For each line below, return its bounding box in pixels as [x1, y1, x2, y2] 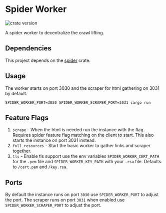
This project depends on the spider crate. [5, 57, 91, 63]
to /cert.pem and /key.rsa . [12, 164, 67, 170]
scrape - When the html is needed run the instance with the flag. [12, 127, 145, 133]
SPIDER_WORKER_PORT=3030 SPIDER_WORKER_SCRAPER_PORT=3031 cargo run [5, 100, 151, 105]
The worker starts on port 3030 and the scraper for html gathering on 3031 [5, 85, 160, 91]
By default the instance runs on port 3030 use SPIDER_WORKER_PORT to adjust [5, 192, 159, 198]
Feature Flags [5, 113, 49, 122]
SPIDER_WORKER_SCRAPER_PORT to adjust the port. [5, 202, 101, 208]
